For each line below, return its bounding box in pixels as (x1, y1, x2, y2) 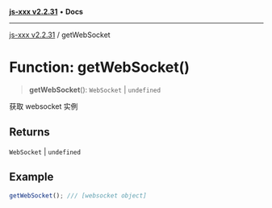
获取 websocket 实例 (9, 101, 78, 111)
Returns (9, 125, 51, 139)
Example (9, 170, 54, 184)
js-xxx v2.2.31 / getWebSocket (9, 30, 111, 40)
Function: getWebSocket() (9, 58, 190, 77)
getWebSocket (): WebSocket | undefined (28, 85, 161, 94)
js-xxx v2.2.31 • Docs (9, 7, 84, 16)
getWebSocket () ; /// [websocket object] (9, 191, 148, 200)
